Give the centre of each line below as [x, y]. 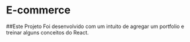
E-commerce [38, 10]
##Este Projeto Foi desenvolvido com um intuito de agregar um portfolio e [95, 26]
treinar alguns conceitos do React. [48, 32]
